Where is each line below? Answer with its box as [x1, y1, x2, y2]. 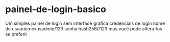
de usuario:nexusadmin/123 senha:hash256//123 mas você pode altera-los [5, 25, 162, 31]
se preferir [5, 31, 28, 37]
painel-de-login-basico [5, 4, 106, 15]
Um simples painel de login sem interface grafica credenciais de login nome [5, 20, 165, 26]
